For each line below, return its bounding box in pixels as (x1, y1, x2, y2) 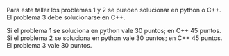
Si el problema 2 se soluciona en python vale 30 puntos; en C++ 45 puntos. (6, 34, 223, 42)
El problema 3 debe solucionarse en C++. (6, 13, 126, 21)
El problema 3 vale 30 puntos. (6, 41, 92, 49)
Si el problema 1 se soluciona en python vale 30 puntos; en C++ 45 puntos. (6, 27, 221, 35)
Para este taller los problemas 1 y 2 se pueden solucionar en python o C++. (6, 6, 221, 14)
